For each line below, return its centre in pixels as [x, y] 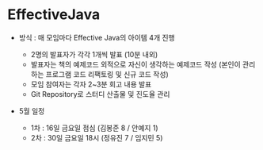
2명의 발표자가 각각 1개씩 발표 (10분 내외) [94, 54]
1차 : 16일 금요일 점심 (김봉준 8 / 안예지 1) [95, 128]
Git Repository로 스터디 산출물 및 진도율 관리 [100, 94]
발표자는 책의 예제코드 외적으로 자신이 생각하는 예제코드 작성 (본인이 [135, 64]
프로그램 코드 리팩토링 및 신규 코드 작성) [107, 74]
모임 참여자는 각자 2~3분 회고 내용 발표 [91, 84]
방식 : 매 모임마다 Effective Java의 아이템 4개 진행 [97, 37]
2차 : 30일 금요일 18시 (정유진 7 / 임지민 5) [97, 137]
